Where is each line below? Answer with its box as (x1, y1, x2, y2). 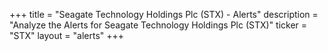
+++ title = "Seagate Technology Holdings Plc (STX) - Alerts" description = (9, 9, 319, 20)
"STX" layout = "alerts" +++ (9, 30, 125, 41)
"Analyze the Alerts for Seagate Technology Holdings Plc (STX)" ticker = (9, 19, 308, 31)
